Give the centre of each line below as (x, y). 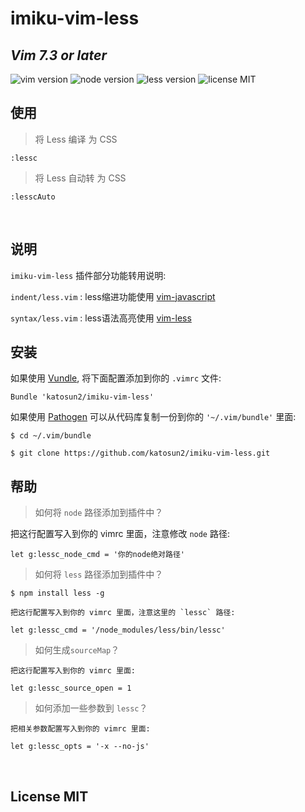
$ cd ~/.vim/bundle (51, 436)
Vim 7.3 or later (58, 55)
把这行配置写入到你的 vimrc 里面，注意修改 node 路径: (120, 534)
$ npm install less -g (57, 593)
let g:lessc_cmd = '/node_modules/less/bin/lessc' (118, 630)
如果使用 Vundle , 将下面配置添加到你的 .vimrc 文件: (116, 378)
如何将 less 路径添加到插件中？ (99, 574)
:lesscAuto (33, 197)
